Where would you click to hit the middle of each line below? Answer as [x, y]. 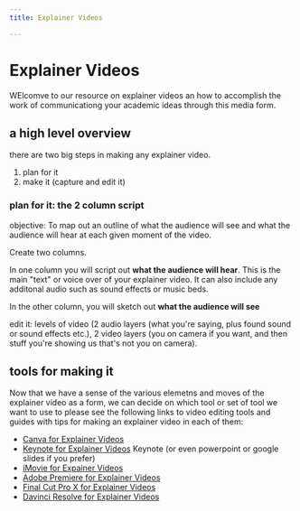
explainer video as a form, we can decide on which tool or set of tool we [144, 403]
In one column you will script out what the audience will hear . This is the [145, 269]
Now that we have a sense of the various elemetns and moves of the [137, 393]
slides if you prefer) [59, 459]
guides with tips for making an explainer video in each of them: [127, 422]
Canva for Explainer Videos [73, 440]
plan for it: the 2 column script [77, 206]
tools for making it [61, 372]
